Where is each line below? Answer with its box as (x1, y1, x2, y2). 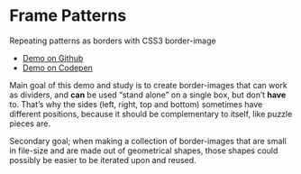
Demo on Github (22, 52, 84, 63)
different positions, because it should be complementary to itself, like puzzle (9, 108, 293, 119)
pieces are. (9, 118, 51, 129)
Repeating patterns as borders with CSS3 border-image (9, 35, 216, 46)
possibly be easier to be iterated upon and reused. (9, 154, 196, 165)
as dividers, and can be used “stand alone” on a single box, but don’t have (9, 89, 287, 100)
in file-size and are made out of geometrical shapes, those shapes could (9, 145, 278, 156)
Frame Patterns (9, 5, 127, 26)
